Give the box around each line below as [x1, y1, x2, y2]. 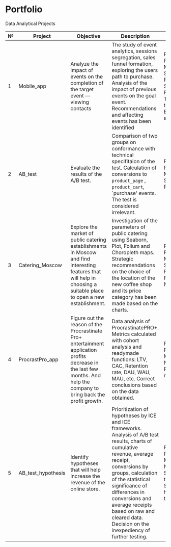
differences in [111, 488, 145, 496]
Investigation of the [111, 217, 158, 224]
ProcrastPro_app [18, 356, 59, 363]
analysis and [111, 343, 142, 350]
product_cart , [111, 183, 145, 190]
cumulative [111, 444, 138, 451]
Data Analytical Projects [5, 20, 55, 27]
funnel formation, [111, 60, 153, 67]
